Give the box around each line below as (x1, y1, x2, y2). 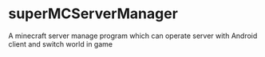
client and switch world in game (8, 39, 113, 48)
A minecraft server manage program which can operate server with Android (8, 31, 258, 40)
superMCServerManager (8, 5, 178, 23)
